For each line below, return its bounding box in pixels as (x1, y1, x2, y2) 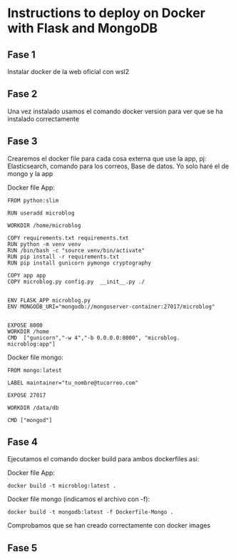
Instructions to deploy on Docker (7, 5, 205, 21)
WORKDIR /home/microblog (7, 222, 81, 229)
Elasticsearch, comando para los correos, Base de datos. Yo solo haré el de (7, 162, 230, 170)
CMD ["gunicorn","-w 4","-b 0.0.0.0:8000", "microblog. (7, 334, 180, 342)
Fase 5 (7, 542, 38, 554)
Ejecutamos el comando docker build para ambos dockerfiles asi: (7, 455, 200, 463)
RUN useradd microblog (7, 209, 75, 217)
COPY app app (7, 272, 46, 279)
